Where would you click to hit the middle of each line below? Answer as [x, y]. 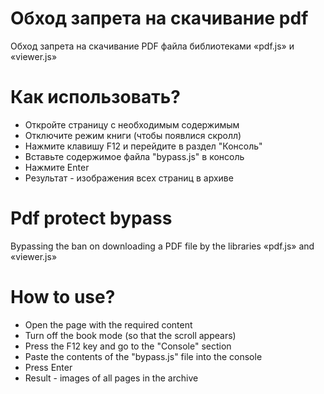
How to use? [63, 297]
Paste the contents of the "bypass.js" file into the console [143, 356]
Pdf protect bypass [91, 218]
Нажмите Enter [57, 167]
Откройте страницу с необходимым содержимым [132, 124]
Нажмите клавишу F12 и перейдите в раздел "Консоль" [143, 146]
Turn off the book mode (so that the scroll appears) [130, 335]
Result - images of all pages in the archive [111, 378]
